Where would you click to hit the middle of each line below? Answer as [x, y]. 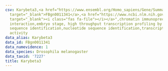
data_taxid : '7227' [25, 56]
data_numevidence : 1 [27, 47]
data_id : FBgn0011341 [28, 42]
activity [19, 33]
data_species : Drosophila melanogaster [47, 51]
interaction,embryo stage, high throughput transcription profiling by [86, 24]
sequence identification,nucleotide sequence [58, 28]
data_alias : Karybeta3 [29, 38]
